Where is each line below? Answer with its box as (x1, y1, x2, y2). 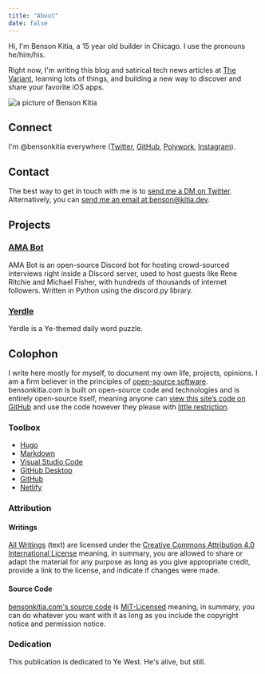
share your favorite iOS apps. (8, 82, 105, 92)
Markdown (19, 449, 56, 458)
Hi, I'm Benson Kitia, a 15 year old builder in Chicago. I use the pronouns (8, 41, 246, 50)
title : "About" (8, 11, 59, 20)
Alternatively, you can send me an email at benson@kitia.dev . (8, 195, 210, 205)
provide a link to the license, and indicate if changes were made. (8, 565, 220, 576)
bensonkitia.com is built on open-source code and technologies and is (8, 385, 240, 394)
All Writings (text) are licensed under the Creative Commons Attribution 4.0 (8, 540, 255, 550)
